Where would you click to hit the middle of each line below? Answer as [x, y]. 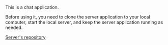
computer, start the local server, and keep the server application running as [84, 22]
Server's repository [25, 37]
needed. [14, 27]
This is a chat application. [32, 7]
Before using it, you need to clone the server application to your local [78, 17]
